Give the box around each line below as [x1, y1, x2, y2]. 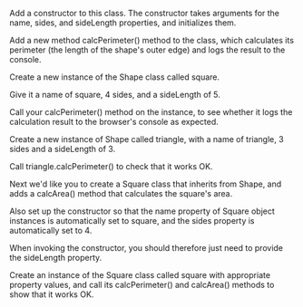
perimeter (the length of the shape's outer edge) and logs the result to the [9, 44, 286, 55]
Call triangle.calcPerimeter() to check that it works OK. [9, 161, 213, 171]
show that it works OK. [9, 289, 94, 300]
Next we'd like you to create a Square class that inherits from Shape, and [9, 178, 282, 189]
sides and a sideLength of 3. [9, 144, 116, 154]
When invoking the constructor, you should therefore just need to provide [9, 243, 284, 253]
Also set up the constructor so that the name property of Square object [9, 206, 275, 216]
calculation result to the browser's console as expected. [9, 117, 220, 127]
